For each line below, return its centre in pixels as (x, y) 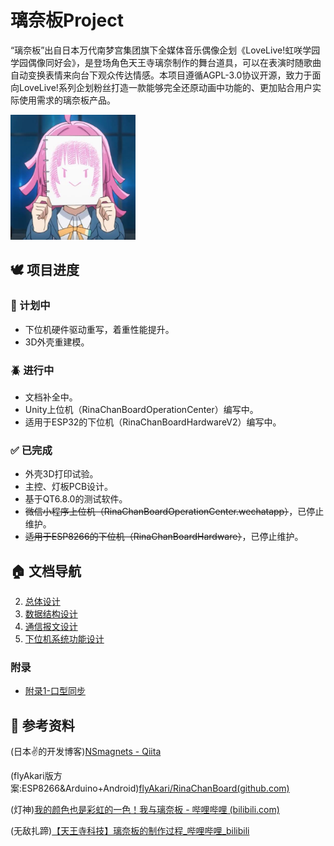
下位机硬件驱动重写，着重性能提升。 (99, 329)
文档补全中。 (51, 397)
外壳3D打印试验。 (61, 474)
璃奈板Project (67, 20)
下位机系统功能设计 (64, 639)
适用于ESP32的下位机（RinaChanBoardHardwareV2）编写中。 (153, 422)
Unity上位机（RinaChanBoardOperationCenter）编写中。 (141, 409)
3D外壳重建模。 (57, 342)
